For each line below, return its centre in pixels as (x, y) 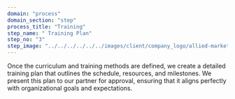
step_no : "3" (26, 40)
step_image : (24, 46)
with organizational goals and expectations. (70, 88)
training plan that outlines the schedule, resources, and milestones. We (109, 73)
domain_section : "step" (42, 20)
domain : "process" (34, 14)
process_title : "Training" (47, 26)
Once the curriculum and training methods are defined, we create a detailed (116, 66)
